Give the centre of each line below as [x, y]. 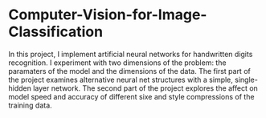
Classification [55, 32]
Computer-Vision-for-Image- [108, 15]
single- [246, 79]
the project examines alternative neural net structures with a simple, [121, 79]
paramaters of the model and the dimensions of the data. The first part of [129, 71]
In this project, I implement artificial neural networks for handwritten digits [131, 54]
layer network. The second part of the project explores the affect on [146, 88]
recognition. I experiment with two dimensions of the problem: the [117, 63]
